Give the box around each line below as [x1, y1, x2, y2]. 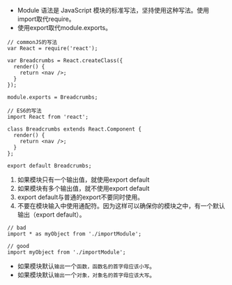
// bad [7, 224, 26, 231]
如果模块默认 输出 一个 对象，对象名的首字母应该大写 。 [17, 271, 156, 279]
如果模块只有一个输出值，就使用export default [17, 175, 150, 184]
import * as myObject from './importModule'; [7, 231, 141, 237]
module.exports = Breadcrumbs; [7, 94, 98, 101]
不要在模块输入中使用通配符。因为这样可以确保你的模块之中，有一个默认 [17, 202, 225, 210]
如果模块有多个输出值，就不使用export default [17, 184, 150, 192]
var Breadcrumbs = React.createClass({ [7, 57, 123, 64]
